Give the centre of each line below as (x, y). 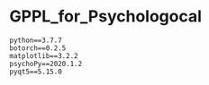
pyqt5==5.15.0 (36, 72)
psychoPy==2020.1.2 (46, 64)
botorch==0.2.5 (38, 48)
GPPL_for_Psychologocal (106, 17)
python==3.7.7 (36, 40)
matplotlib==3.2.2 (44, 55)
